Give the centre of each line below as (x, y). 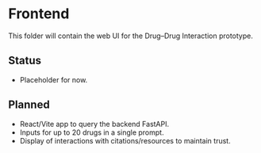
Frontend (39, 14)
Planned (29, 105)
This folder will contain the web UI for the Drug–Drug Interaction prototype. (131, 36)
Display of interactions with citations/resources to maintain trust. (125, 140)
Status (25, 61)
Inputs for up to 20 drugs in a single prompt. (92, 132)
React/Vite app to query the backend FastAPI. (94, 124)
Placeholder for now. (54, 79)
